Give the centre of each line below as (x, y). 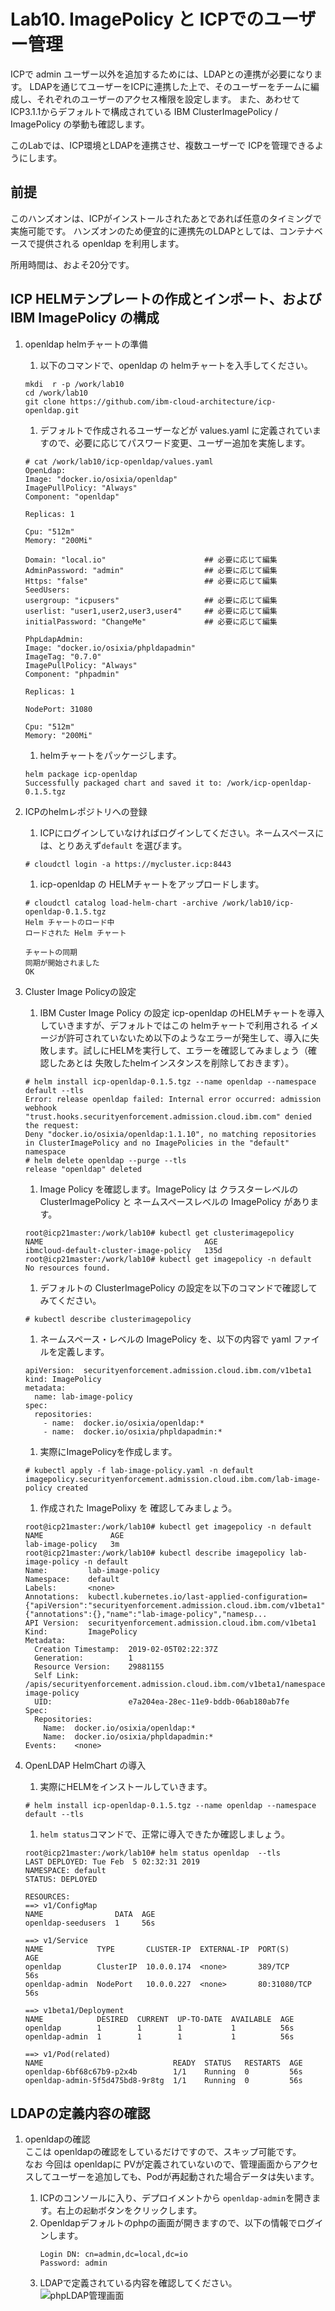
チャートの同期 (51, 952)
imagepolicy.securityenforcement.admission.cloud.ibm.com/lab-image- (173, 1479)
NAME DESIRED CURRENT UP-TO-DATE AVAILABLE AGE (159, 2019)
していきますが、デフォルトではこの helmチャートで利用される (169, 1025)
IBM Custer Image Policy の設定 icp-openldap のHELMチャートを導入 (182, 1012)
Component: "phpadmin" (72, 674)
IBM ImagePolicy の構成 (85, 318)
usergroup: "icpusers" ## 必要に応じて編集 (151, 600)
